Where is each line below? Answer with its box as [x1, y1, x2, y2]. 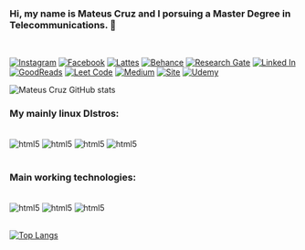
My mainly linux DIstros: [9, 108, 120, 120]
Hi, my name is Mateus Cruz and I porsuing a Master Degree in [9, 7, 291, 20]
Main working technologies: [9, 172, 137, 184]
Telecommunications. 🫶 [9, 18, 117, 31]
